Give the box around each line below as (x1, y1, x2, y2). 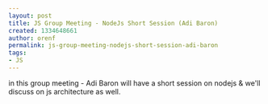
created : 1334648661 (8, 26, 78, 34)
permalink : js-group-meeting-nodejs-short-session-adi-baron (8, 42, 219, 50)
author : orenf (8, 34, 57, 42)
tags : (8, 49, 27, 57)
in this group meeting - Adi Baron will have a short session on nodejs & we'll (8, 78, 261, 88)
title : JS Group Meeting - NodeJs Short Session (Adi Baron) (8, 19, 219, 27)
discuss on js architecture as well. (8, 86, 121, 96)
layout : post (8, 11, 52, 20)
